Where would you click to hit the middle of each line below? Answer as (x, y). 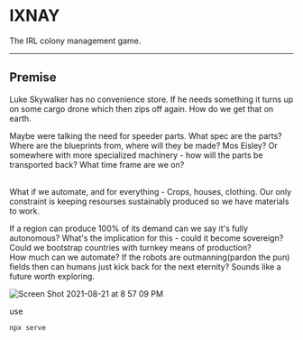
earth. (20, 118)
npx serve (28, 327)
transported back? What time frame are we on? (97, 164)
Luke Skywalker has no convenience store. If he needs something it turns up (151, 99)
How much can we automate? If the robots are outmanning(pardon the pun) (150, 257)
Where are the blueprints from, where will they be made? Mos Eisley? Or (143, 145)
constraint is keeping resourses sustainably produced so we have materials (149, 201)
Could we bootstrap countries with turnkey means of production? (130, 247)
